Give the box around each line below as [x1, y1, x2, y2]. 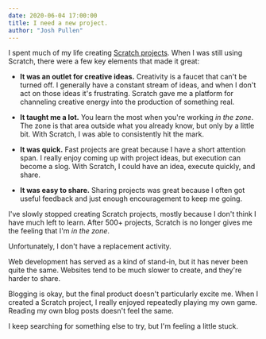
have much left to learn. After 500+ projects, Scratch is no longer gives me [8, 218, 253, 227]
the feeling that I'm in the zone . [8, 226, 110, 236]
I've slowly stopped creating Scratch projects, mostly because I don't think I [8, 210, 256, 219]
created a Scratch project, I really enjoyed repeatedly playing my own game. [8, 298, 258, 307]
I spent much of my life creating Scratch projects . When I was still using [8, 48, 243, 58]
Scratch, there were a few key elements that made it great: [8, 56, 200, 66]
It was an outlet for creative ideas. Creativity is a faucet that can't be [19, 72, 248, 82]
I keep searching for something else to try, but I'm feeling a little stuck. [8, 322, 239, 331]
